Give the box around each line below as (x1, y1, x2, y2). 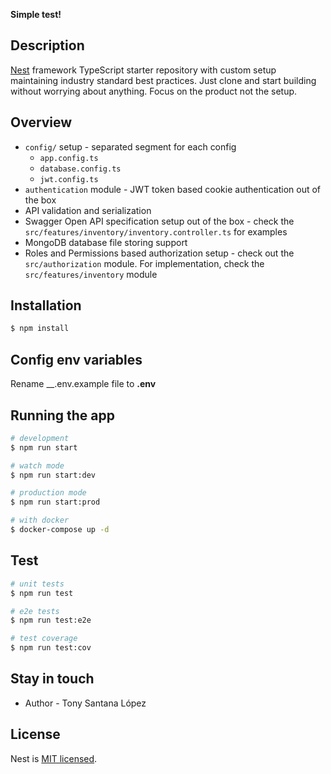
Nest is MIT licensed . (10, 752, 98, 764)
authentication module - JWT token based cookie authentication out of (24, 183, 322, 195)
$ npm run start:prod (10, 497, 101, 508)
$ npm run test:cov (10, 643, 92, 653)
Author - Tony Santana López (24, 697, 147, 709)
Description (10, 37, 85, 54)
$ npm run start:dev (10, 470, 97, 480)
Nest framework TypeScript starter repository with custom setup (10, 64, 277, 76)
